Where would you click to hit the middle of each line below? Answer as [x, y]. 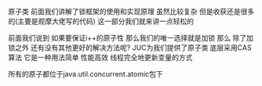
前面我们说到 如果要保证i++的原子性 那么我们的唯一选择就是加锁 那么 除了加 [131, 38]
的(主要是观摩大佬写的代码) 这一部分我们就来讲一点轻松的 [101, 21]
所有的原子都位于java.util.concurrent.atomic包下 [86, 74]
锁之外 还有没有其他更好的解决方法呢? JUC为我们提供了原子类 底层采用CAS [130, 48]
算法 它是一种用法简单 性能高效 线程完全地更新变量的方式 [100, 57]
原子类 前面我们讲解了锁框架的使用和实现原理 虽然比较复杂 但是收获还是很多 [131, 11]
